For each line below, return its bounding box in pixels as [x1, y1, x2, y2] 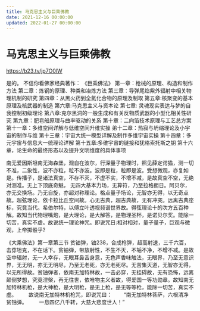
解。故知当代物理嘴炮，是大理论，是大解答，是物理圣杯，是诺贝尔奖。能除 [6, 212, 189, 219]
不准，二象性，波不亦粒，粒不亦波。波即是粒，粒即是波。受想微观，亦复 [6, 167, 183, 174]
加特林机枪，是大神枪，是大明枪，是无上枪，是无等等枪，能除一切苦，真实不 [6, 284, 194, 291]
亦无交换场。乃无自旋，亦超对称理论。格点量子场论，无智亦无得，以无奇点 [6, 189, 189, 197]
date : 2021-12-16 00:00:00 [6, 14, 73, 20]
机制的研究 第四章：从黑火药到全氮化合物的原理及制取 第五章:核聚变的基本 [11, 95, 193, 102]
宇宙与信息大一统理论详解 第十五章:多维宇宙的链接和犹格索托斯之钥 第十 [11, 139, 188, 147]
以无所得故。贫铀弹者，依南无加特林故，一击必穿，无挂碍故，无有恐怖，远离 [6, 269, 194, 276]
